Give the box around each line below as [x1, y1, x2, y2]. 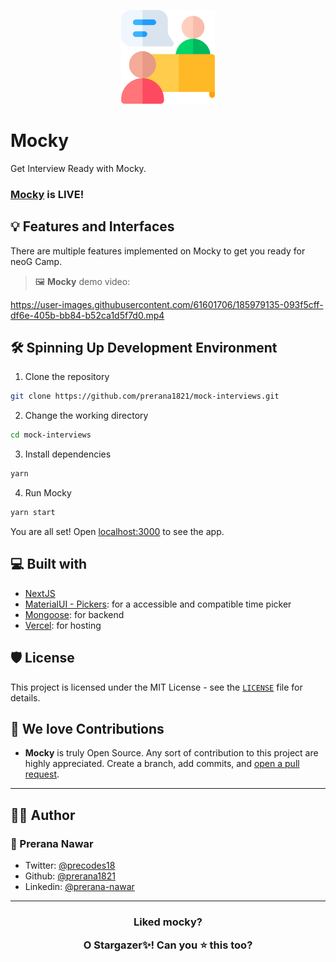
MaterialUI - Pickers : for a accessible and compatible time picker [24, 598, 292, 610]
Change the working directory [24, 410, 149, 422]
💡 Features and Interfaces [10, 218, 175, 235]
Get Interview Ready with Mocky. [10, 162, 147, 174]
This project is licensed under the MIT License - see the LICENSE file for [10, 681, 303, 693]
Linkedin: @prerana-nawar [24, 881, 135, 893]
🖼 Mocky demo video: [34, 275, 131, 287]
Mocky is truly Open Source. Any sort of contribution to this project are [24, 747, 319, 759]
